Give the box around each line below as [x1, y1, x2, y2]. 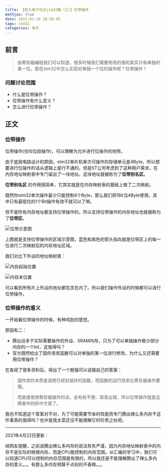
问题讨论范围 [5, 79, 36, 86]
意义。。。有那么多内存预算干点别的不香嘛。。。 [13, 462, 105, 468]
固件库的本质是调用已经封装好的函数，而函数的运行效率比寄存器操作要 [17, 378, 161, 384]
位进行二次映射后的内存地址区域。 [5, 242, 75, 248]
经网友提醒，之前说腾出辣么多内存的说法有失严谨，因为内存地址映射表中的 [5, 443, 157, 449]
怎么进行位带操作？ [12, 104, 52, 110]
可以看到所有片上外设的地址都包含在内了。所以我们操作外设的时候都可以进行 [5, 284, 161, 290]
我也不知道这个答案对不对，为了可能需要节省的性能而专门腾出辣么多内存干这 [5, 411, 161, 417]
